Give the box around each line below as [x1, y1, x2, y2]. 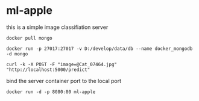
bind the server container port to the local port [6, 77, 122, 84]
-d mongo [6, 50, 28, 57]
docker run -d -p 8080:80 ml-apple [6, 88, 96, 95]
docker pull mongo [6, 35, 52, 41]
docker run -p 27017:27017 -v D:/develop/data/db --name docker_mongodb [6, 46, 193, 52]
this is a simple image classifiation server [6, 23, 109, 31]
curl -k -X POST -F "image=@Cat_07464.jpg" [6, 61, 118, 67]
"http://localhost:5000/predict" [6, 67, 90, 73]
